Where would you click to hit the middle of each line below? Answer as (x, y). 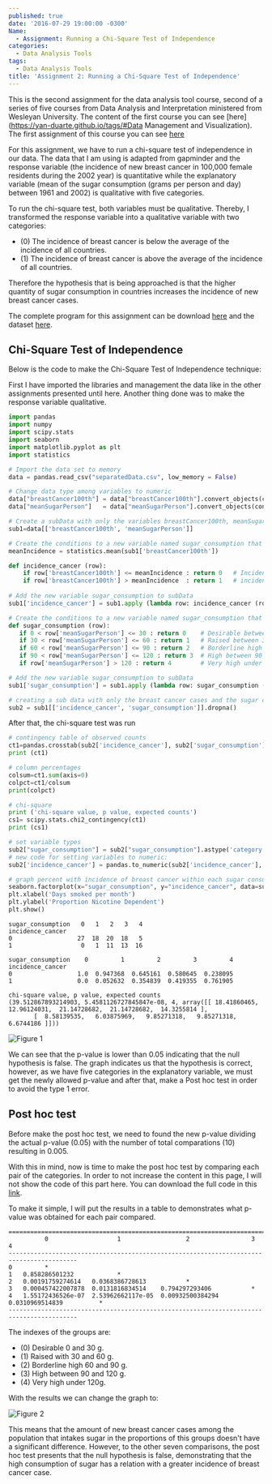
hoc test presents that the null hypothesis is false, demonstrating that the (130, 1455)
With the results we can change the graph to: (84, 1398)
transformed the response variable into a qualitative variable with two (124, 217)
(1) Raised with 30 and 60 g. (67, 1356)
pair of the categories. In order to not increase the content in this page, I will (135, 1175)
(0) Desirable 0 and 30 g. (62, 1348)
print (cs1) (28, 828)
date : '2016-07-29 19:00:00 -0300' (68, 24)
